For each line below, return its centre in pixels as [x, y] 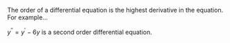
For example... [28, 17]
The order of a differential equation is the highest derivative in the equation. [115, 10]
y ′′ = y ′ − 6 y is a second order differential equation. [80, 32]
